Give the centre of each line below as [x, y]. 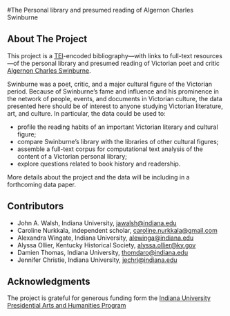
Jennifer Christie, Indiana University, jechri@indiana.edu [97, 260]
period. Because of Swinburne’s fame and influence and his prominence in [113, 91]
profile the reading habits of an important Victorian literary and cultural [118, 127]
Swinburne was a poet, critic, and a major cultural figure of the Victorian [110, 84]
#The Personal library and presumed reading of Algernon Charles [100, 10]
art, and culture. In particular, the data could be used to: [86, 113]
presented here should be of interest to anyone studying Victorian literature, [115, 106]
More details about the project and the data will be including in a [98, 177]
